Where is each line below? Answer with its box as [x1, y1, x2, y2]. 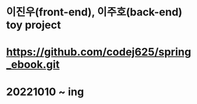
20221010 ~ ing [6, 85, 85, 98]
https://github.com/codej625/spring [6, 45, 192, 59]
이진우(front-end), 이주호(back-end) [6, 5, 183, 19]
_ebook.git [6, 58, 60, 71]
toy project [6, 18, 61, 32]
